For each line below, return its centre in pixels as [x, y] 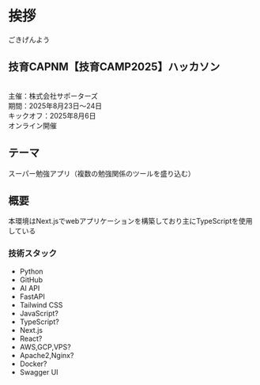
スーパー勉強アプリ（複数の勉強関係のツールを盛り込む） [102, 173]
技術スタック [33, 254]
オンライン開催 [32, 125]
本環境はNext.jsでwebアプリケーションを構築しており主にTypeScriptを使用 [130, 221]
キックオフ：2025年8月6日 [52, 115]
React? [31, 338]
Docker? [33, 364]
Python [31, 271]
